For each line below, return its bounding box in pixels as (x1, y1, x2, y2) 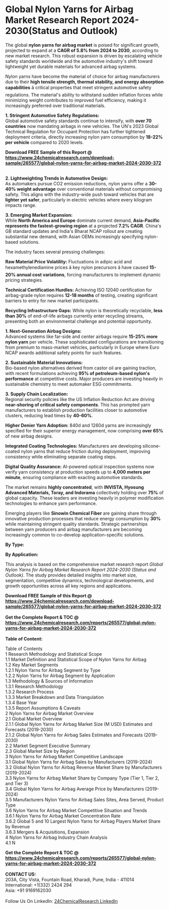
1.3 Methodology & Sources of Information (5, 678, 94, 684)
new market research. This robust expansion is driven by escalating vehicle (5, 52, 162, 59)
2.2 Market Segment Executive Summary (5, 743, 91, 749)
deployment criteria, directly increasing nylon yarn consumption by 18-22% (5, 133, 163, 140)
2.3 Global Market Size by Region (5, 748, 75, 754)
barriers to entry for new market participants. (5, 297, 100, 304)
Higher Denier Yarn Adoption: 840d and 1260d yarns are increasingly (5, 422, 151, 428)
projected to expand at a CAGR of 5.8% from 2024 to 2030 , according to (5, 47, 158, 53)
